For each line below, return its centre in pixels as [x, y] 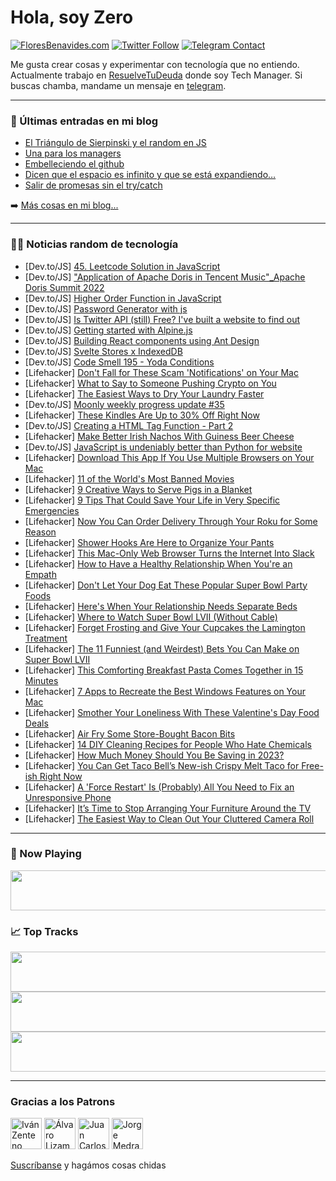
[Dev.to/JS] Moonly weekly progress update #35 [124, 404]
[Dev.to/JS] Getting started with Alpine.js [108, 330]
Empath [40, 574]
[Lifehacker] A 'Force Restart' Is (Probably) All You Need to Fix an [159, 787]
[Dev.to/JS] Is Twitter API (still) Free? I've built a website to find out [162, 319]
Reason [40, 532]
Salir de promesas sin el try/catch [93, 185]
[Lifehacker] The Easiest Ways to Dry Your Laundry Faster [144, 393]
